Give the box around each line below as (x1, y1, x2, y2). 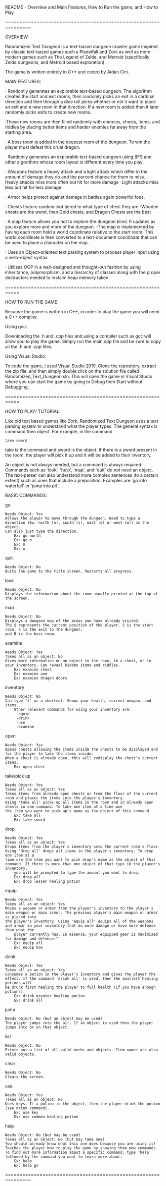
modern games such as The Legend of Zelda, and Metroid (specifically (5, 54, 150, 60)
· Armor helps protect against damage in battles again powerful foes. (5, 194, 145, 200)
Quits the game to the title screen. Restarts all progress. (5, 569, 134, 574)
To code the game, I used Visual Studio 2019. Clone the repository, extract (5, 363, 157, 369)
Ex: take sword (14, 817, 45, 822)
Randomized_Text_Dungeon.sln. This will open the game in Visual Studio (5, 374, 153, 379)
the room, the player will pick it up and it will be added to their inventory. (5, 452, 152, 458)
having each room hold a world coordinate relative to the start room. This (5, 229, 154, 235)
